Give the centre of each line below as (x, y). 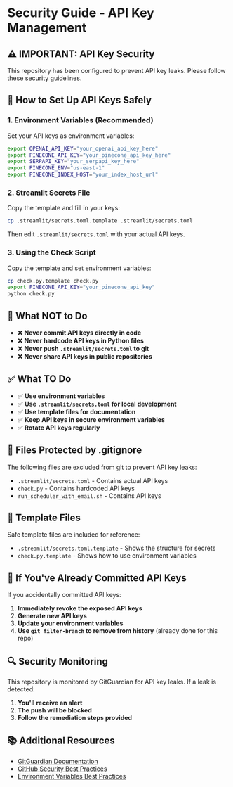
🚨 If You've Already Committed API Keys (97, 578)
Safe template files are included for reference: (74, 535)
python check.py (31, 294)
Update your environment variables (70, 623)
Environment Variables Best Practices (72, 776)
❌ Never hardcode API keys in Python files (80, 340)
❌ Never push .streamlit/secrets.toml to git (83, 348)
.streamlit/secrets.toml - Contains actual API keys (93, 480)
